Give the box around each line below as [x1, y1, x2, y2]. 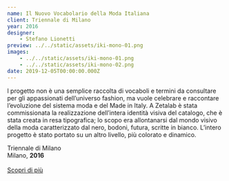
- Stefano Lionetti [19, 36, 76, 43]
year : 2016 [7, 23, 39, 30]
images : [7, 49, 30, 56]
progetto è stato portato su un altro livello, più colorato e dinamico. [7, 130, 197, 138]
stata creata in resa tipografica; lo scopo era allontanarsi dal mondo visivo [7, 116, 217, 124]
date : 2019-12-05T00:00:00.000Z [7, 67, 100, 74]
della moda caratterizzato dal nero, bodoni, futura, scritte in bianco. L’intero [7, 123, 222, 131]
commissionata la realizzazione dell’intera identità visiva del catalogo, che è [7, 108, 223, 117]
